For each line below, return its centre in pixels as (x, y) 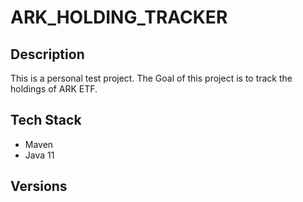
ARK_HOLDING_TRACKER (119, 17)
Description (47, 54)
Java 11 (39, 155)
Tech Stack (46, 120)
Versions (39, 186)
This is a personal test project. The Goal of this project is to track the (151, 78)
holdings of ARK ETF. (54, 89)
